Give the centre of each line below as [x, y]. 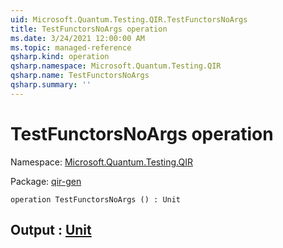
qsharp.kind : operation [60, 57]
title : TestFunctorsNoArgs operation [89, 29]
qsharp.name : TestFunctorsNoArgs [80, 76]
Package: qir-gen [46, 181]
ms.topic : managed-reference [71, 47]
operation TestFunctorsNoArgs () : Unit [96, 199]
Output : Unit [51, 230]
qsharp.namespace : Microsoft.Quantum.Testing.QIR [116, 66]
